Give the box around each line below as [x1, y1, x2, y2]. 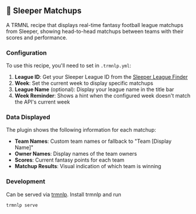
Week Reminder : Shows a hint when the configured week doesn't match [14, 92, 191, 99]
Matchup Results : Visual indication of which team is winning [14, 163, 161, 170]
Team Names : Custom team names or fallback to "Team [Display [14, 138, 172, 145]
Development [6, 178, 46, 186]
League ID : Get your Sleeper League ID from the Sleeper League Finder [14, 73, 188, 81]
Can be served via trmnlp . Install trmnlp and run [6, 190, 121, 198]
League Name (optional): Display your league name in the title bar [14, 86, 174, 93]
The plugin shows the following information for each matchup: [6, 126, 157, 133]
